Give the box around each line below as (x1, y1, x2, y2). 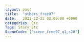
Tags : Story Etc (5, 25, 38, 30)
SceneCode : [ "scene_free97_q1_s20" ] (5, 29, 80, 34)
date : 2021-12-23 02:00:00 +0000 (5, 16, 78, 21)
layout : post (5, 7, 32, 12)
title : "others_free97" (5, 12, 56, 16)
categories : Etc (5, 20, 38, 26)
